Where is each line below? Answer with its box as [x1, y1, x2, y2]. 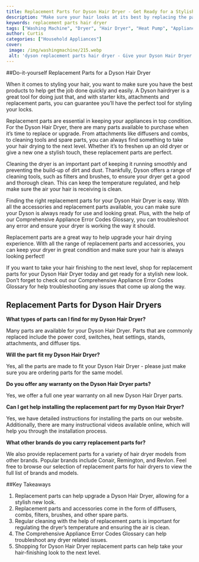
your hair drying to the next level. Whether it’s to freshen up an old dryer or [6, 142, 189, 149]
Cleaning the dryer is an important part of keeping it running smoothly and [6, 160, 188, 167]
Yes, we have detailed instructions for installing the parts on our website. [6, 415, 184, 422]
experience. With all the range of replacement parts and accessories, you [6, 240, 185, 247]
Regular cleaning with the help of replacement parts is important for [14, 518, 181, 525]
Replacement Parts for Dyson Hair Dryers [6, 300, 162, 310]
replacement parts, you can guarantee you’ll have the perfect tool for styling [6, 99, 192, 107]
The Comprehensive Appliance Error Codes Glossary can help [14, 530, 167, 537]
